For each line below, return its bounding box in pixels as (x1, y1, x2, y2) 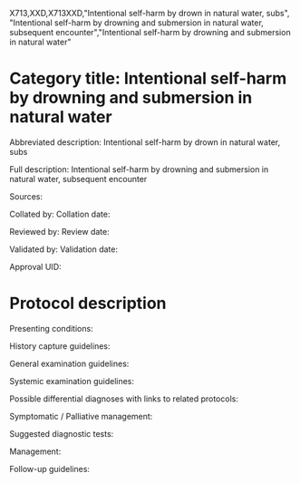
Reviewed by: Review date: (9, 226, 111, 237)
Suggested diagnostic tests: (9, 428, 114, 439)
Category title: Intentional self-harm (9, 68, 287, 89)
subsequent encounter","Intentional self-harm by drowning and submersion (9, 27, 292, 37)
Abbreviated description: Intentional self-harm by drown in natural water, (9, 136, 281, 148)
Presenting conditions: (9, 323, 93, 333)
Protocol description (9, 294, 167, 314)
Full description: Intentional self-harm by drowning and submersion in (9, 163, 269, 175)
